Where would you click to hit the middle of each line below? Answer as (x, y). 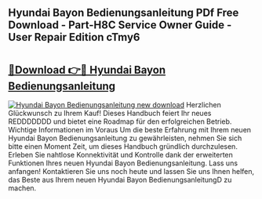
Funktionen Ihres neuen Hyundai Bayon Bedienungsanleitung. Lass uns (123, 163)
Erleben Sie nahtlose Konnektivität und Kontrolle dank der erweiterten (121, 155)
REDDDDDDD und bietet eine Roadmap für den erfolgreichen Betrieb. (120, 121)
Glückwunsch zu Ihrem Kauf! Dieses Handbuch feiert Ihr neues (110, 113)
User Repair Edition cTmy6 (74, 37)
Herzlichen (204, 105)
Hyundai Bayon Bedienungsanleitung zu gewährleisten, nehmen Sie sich (125, 138)
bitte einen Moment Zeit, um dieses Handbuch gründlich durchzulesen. (123, 147)
